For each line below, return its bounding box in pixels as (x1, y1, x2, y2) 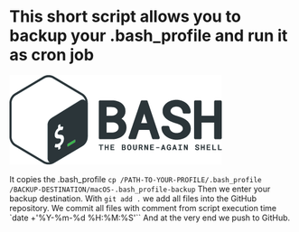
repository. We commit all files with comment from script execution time (9, 202, 277, 213)
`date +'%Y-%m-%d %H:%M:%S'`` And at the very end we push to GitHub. (9, 212, 291, 223)
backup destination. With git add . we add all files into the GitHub (9, 192, 257, 204)
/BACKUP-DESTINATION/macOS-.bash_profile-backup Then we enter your (9, 183, 271, 194)
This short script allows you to (9, 6, 242, 27)
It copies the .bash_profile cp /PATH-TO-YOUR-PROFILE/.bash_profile (9, 173, 262, 184)
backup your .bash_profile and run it (9, 25, 288, 46)
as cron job (9, 45, 95, 65)
